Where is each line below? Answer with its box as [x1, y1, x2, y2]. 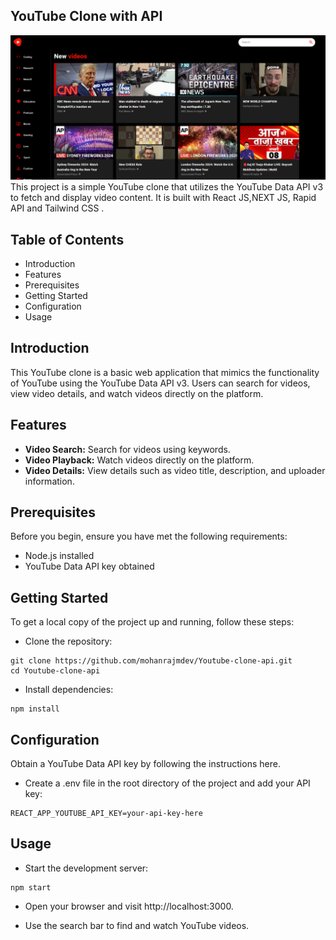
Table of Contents [10, 231, 125, 248]
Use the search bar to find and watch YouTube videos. [24, 919, 250, 931]
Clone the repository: [24, 635, 113, 648]
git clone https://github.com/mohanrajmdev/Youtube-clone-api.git [10, 656, 293, 666]
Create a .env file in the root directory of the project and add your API [24, 777, 311, 789]
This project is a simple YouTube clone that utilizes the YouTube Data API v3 [10, 181, 324, 193]
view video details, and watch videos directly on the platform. [10, 387, 264, 399]
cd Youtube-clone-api [10, 666, 101, 676]
